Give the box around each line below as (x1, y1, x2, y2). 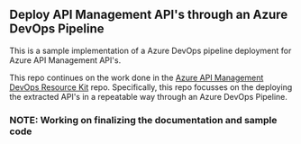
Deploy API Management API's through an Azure (9, 7, 288, 22)
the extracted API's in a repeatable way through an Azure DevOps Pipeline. (9, 91, 288, 102)
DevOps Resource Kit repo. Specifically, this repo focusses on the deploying (9, 81, 293, 93)
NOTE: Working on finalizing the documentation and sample (9, 113, 278, 126)
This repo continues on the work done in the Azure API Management (9, 72, 264, 83)
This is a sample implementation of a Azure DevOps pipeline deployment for (9, 45, 292, 56)
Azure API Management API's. (9, 54, 122, 66)
